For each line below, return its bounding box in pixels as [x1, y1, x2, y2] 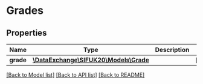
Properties [6, 28, 47, 38]
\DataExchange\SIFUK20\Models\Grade [32, 56, 149, 64]
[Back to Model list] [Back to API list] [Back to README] [6, 71, 145, 79]
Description [155, 46, 190, 54]
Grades [6, 4, 44, 18]
